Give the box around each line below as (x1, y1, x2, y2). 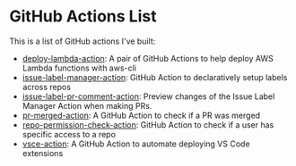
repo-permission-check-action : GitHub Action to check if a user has (22, 119, 274, 130)
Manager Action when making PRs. (22, 100, 152, 111)
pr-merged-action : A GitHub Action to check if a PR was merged (22, 110, 261, 120)
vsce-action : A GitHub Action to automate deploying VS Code (22, 138, 250, 149)
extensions (22, 147, 64, 158)
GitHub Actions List (9, 6, 157, 27)
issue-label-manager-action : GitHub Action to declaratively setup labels (22, 71, 288, 82)
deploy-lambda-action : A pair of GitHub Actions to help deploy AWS (22, 53, 274, 63)
